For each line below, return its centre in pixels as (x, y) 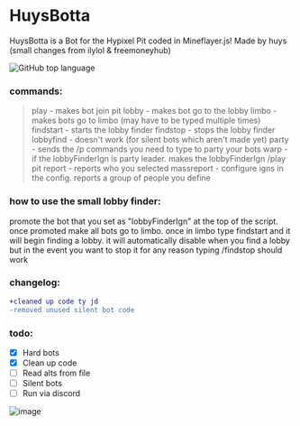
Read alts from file (56, 373)
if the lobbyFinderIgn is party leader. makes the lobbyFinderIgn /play (159, 159)
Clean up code (50, 363)
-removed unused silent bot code (72, 310)
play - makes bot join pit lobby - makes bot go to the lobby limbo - (154, 111)
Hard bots (41, 352)
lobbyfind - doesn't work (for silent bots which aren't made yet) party (160, 140)
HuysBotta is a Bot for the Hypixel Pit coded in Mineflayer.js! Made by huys (148, 41)
